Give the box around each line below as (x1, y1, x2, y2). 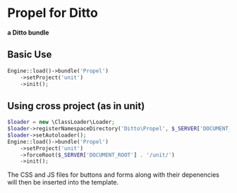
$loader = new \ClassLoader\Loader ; (7, 118, 115, 126)
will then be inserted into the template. (7, 178, 119, 187)
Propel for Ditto (7, 5, 99, 21)
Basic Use (7, 49, 52, 61)
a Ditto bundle (7, 28, 49, 37)
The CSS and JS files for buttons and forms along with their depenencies (7, 170, 220, 179)
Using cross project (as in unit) (7, 100, 145, 112)
